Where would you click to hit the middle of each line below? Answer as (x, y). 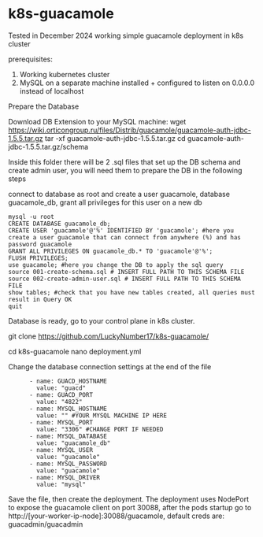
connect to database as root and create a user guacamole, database (119, 194)
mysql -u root (31, 217)
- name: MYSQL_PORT (61, 422)
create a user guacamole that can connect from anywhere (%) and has (125, 237)
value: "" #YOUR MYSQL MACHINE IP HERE (102, 415)
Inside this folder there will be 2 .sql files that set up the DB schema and (125, 161)
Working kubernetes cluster (65, 74)
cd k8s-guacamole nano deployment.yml (75, 351)
